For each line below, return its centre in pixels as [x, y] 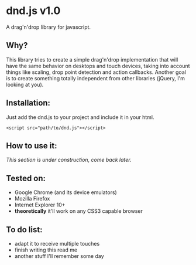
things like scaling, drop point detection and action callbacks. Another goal [96, 72]
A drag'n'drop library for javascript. [49, 27]
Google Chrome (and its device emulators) [66, 192]
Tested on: [26, 178]
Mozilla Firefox [32, 199]
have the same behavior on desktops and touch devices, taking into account [98, 66]
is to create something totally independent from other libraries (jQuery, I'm [96, 78]
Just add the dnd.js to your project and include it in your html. [80, 117]
